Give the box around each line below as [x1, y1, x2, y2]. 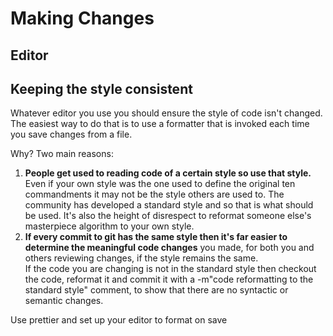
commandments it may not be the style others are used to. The [24, 188, 285, 201]
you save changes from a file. [10, 128, 133, 141]
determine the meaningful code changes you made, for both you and [24, 242, 315, 254]
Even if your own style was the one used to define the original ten [24, 178, 296, 190]
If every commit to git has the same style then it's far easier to [24, 231, 288, 243]
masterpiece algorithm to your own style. [24, 220, 195, 232]
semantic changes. [24, 295, 104, 307]
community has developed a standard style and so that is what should [24, 199, 314, 211]
